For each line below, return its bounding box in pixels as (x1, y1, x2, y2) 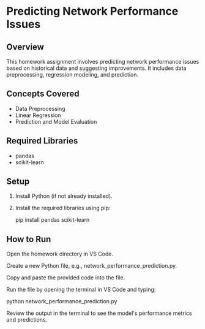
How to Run (6, 234, 51, 244)
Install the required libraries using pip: (15, 204, 111, 212)
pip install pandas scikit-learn (15, 216, 90, 224)
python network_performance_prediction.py (6, 298, 117, 305)
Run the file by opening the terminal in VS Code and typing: (6, 286, 156, 293)
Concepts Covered (6, 89, 80, 99)
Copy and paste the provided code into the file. (6, 274, 125, 281)
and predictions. (6, 316, 48, 323)
